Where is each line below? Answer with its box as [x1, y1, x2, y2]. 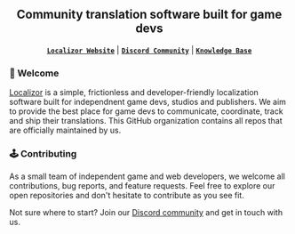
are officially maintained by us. [9, 125, 122, 136]
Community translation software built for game [16, 7, 283, 22]
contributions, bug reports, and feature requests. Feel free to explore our [9, 181, 275, 191]
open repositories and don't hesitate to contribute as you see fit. [9, 190, 244, 201]
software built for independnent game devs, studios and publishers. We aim [9, 97, 287, 108]
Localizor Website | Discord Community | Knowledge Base [46, 44, 252, 55]
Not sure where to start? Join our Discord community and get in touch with [9, 207, 283, 218]
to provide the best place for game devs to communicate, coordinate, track [9, 106, 283, 117]
